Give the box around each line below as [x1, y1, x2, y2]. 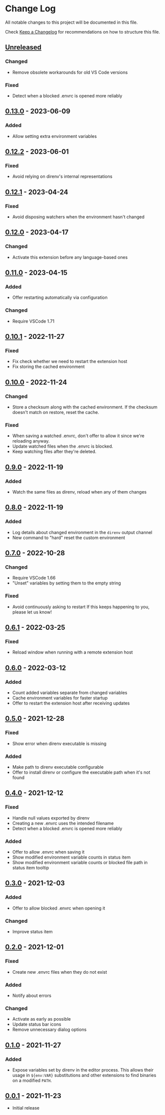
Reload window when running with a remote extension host [12, 649, 133, 655]
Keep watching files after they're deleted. [12, 449, 96, 454]
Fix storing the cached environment [12, 364, 85, 370]
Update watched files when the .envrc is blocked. [12, 443, 114, 450]
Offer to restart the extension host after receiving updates [12, 700, 130, 706]
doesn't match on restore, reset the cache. [12, 410, 99, 415]
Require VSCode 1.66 [12, 575, 56, 581]
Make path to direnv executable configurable [12, 764, 104, 770]
